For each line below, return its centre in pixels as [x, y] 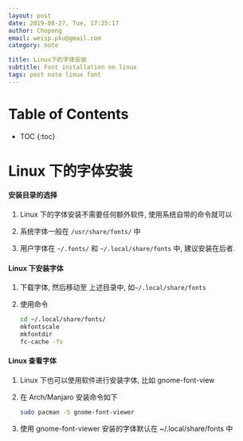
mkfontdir [36, 335]
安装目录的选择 [33, 195]
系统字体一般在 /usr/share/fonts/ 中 [80, 232]
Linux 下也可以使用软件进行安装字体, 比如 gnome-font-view [117, 379]
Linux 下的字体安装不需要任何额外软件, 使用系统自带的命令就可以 [126, 215]
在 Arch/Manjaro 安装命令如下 [69, 397]
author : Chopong [35, 30]
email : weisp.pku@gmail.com [55, 38]
